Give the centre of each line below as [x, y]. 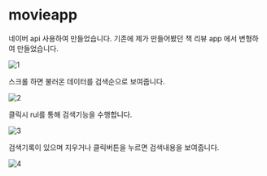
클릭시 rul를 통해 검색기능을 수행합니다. [70, 114]
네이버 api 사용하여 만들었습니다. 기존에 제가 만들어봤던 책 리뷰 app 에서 [123, 38]
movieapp [43, 15]
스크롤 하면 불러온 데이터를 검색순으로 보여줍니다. [87, 81]
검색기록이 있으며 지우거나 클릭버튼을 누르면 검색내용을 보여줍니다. [114, 147]
